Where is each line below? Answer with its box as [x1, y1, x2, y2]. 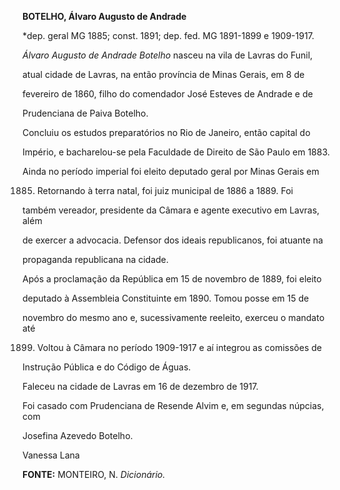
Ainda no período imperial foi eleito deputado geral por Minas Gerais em [22, 166, 320, 177]
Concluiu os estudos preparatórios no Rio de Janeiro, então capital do [22, 127, 311, 138]
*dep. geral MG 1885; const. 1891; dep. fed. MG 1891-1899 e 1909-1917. [22, 30, 315, 41]
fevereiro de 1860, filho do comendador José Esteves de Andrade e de [22, 88, 314, 100]
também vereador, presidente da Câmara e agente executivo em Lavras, [22, 204, 320, 216]
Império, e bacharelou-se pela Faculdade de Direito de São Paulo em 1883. [22, 146, 330, 158]
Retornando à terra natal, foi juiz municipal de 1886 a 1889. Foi [36, 185, 294, 196]
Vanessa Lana [22, 449, 80, 461]
